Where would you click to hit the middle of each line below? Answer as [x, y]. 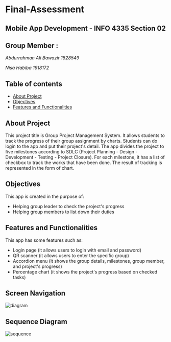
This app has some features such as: [44, 240]
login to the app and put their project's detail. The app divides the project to [85, 146]
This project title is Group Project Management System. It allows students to [85, 135]
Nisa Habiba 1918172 [27, 68]
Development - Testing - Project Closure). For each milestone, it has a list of [85, 157]
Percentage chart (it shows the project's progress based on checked [85, 271]
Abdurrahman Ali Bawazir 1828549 [42, 58]
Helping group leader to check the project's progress [68, 206]
